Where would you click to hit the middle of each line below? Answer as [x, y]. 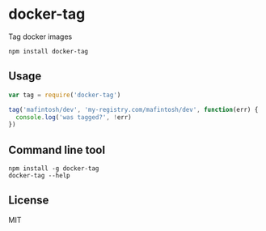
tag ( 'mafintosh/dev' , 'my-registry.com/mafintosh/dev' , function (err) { [133, 109]
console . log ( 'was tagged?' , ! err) [74, 117]
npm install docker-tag [49, 51]
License [29, 201]
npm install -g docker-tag [54, 169]
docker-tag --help [39, 176]
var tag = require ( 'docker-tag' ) [65, 95]
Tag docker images [40, 36]
